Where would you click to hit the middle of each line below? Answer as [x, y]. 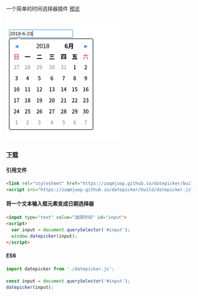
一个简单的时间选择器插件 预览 [43, 9]
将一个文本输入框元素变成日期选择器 [50, 204]
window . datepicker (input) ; [44, 236]
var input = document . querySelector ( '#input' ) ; [71, 230]
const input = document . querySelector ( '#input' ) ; [68, 281]
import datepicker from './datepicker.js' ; [60, 269]
